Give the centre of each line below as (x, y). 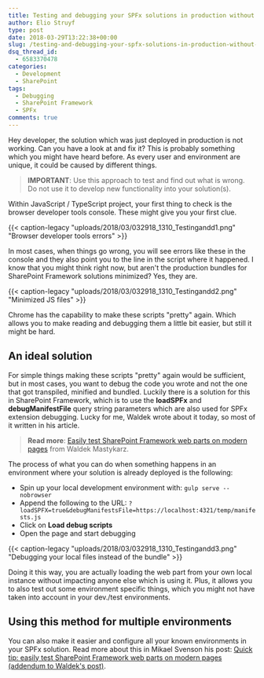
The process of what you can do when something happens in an (112, 464)
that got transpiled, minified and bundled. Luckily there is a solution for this (129, 392)
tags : (17, 88)
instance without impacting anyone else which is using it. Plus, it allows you (130, 580)
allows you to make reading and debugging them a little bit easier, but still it (130, 323)
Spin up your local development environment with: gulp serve (119, 487)
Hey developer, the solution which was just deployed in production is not (126, 140)
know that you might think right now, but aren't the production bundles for (128, 267)
